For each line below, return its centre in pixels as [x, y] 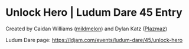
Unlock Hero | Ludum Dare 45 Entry [94, 13]
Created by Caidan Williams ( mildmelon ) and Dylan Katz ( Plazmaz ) [87, 29]
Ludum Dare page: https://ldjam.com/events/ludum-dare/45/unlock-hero [94, 40]
